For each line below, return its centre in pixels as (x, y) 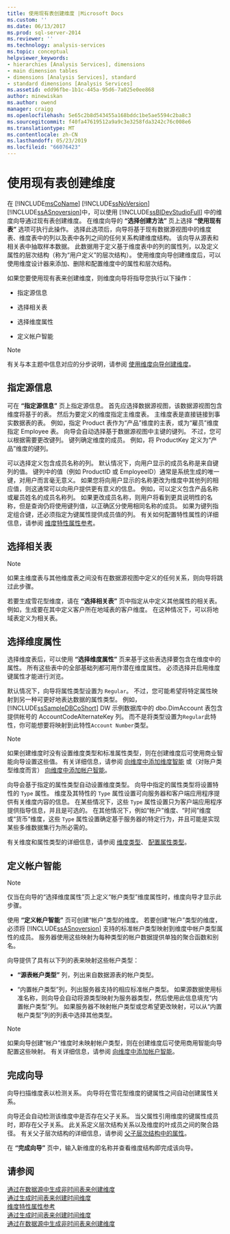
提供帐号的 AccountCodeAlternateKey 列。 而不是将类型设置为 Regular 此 (109, 717)
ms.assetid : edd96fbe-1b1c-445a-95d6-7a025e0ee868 (81, 90)
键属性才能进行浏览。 (37, 676)
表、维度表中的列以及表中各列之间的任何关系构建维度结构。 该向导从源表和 (113, 238)
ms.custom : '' (27, 20)
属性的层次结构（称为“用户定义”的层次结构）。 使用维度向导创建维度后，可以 (114, 255)
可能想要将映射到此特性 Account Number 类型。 (89, 725)
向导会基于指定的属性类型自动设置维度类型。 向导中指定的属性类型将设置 (110, 785)
